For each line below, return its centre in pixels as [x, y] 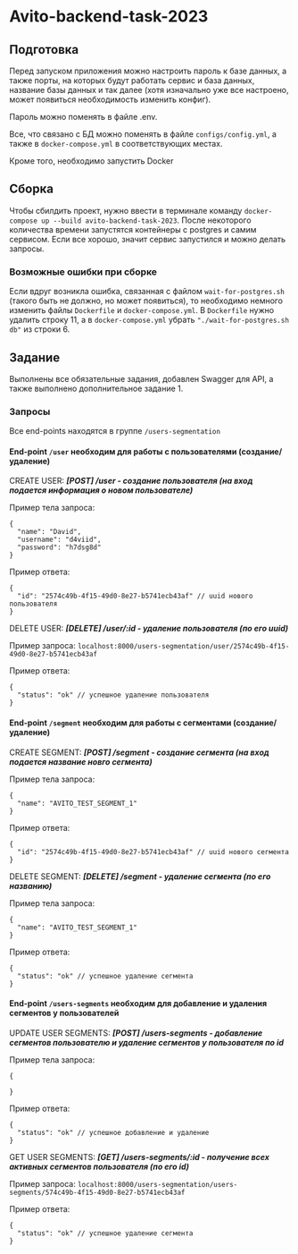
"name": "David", [50, 532]
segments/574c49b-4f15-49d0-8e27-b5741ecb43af [97, 1192]
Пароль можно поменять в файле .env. [83, 117]
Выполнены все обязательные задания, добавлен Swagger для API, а [141, 378]
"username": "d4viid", [59, 540]
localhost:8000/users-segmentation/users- [157, 1184]
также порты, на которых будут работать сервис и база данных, [132, 80]
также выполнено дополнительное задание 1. [96, 388]
